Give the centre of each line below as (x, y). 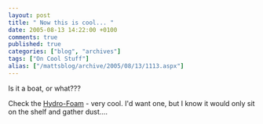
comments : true (33, 37)
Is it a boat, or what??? (44, 88)
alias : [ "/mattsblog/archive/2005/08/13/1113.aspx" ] (96, 66)
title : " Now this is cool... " (61, 23)
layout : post (29, 15)
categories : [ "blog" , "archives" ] (65, 51)
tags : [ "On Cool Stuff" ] (49, 59)
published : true (35, 44)
